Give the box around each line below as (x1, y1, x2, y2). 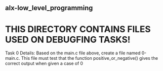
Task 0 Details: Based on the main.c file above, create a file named (5, 50, 141, 56)
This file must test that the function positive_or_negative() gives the (21, 55, 158, 61)
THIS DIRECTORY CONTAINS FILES (5, 24, 151, 35)
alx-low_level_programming (5, 4, 93, 12)
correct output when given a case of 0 (5, 61, 83, 67)
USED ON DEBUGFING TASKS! (5, 34, 131, 45)
